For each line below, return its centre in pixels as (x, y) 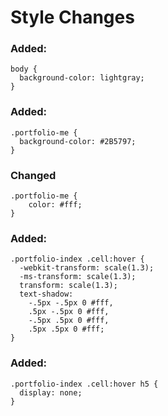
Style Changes (72, 17)
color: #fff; (55, 205)
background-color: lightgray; (82, 78)
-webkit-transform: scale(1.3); (87, 268)
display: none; (51, 392)
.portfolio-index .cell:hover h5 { (84, 384)
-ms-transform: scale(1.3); (78, 277)
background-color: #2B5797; (78, 141)
